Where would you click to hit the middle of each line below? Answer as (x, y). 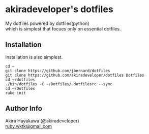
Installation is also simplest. (34, 57)
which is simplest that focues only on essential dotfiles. (63, 28)
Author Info (24, 108)
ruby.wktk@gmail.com (29, 126)
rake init (16, 93)
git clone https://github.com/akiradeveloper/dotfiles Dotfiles (75, 75)
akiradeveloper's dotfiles (59, 9)
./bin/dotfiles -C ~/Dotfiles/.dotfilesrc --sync (59, 84)
